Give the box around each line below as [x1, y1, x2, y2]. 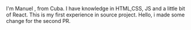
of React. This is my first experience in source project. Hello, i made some [6, 11, 185, 18]
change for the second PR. [6, 18, 71, 24]
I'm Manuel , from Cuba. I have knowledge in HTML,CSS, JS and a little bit [6, 5, 185, 12]
